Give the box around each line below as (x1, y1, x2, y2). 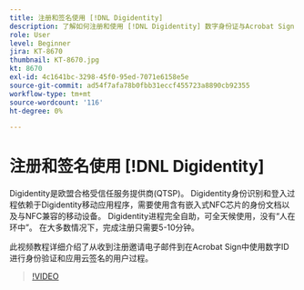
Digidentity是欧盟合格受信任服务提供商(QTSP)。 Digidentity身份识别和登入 (9, 188, 288, 199)
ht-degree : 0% (9, 106, 64, 115)
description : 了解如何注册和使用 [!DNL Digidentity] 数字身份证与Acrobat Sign (9, 22, 295, 31)
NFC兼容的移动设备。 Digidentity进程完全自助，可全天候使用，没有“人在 (25, 211, 296, 222)
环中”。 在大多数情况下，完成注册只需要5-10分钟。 (9, 222, 200, 233)
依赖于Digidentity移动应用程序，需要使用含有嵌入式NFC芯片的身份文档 (16, 199, 282, 210)
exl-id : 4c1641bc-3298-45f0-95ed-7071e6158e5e (9, 73, 189, 82)
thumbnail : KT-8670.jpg (9, 55, 100, 65)
